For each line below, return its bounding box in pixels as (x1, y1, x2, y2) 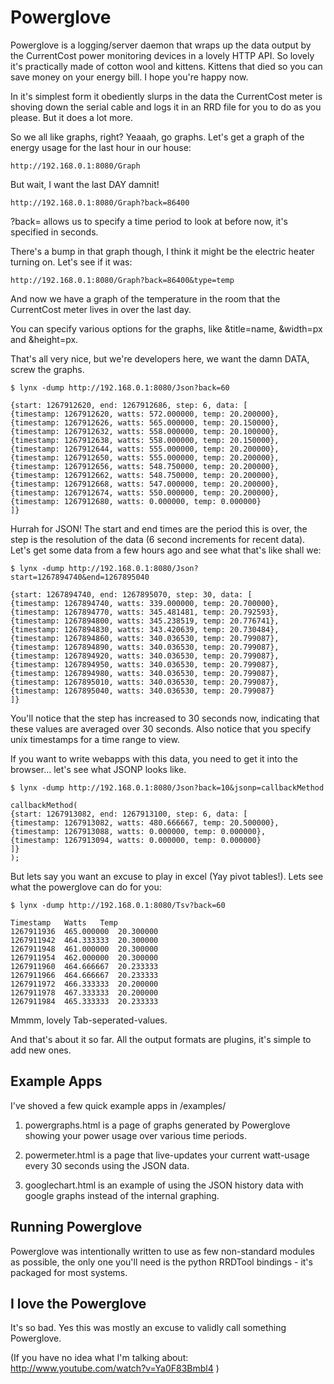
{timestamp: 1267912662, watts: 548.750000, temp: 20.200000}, (10, 470, 280, 480)
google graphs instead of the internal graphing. (24, 1189, 220, 1201)
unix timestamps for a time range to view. (10, 733, 180, 745)
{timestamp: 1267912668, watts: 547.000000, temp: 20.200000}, (10, 479, 280, 489)
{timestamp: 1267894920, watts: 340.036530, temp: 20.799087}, (10, 651, 280, 661)
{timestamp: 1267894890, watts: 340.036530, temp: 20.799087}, (10, 642, 280, 652)
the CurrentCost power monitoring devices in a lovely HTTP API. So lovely (10, 49, 315, 61)
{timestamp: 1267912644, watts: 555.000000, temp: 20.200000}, (10, 444, 280, 454)
